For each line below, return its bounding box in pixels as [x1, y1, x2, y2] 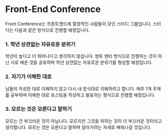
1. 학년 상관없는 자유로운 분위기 [5, 41, 76, 48]
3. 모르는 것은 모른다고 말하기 [5, 105, 72, 112]
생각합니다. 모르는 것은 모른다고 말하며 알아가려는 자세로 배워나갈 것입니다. [5, 124, 152, 130]
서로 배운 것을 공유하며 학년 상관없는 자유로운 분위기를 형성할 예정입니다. [10, 59, 153, 66]
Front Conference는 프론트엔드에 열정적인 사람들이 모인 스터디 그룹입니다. [5, 21, 152, 27]
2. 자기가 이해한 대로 [5, 73, 52, 80]
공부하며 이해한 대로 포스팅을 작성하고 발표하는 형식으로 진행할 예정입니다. [10, 92, 156, 98]
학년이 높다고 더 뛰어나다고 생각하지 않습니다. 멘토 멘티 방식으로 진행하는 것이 [5, 53, 157, 59]
